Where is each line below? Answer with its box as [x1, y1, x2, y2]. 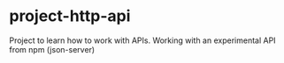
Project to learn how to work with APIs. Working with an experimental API [9, 35, 276, 45]
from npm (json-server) [9, 44, 96, 54]
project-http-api [9, 6, 131, 26]
